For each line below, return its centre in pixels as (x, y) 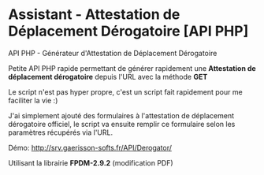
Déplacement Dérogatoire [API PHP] (128, 31)
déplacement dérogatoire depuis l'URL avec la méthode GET (108, 76)
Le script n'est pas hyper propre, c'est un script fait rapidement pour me (125, 91)
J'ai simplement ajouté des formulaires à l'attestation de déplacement (121, 115)
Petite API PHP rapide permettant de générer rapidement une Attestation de (132, 68)
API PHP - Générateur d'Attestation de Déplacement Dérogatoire (113, 53)
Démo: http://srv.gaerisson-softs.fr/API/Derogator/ (90, 147)
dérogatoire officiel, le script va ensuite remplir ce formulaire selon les (122, 124)
